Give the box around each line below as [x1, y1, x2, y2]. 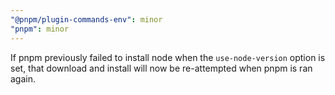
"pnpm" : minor [10, 24, 70, 34]
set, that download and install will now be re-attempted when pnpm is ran [10, 62, 313, 74]
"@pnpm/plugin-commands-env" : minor [10, 14, 163, 25]
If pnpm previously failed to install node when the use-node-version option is [10, 51, 326, 63]
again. [10, 72, 37, 85]
